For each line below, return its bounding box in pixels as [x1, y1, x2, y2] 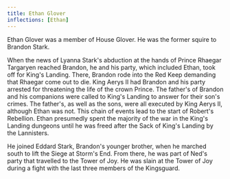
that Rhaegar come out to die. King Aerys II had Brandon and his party [7, 77, 206, 86]
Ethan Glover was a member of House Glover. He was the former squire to [7, 35, 217, 43]
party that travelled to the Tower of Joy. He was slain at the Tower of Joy [7, 156, 213, 165]
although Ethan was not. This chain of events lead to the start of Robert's [7, 107, 214, 115]
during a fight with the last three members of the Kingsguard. [7, 164, 181, 172]
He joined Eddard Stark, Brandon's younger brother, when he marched [7, 142, 207, 150]
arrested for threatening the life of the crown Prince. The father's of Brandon [7, 85, 224, 93]
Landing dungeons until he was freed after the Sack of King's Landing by [7, 121, 214, 130]
